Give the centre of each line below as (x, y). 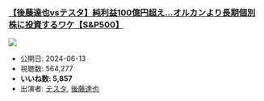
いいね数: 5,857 (46, 79)
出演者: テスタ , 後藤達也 (59, 89)
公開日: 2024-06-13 (53, 59)
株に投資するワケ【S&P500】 (66, 24)
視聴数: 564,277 (47, 69)
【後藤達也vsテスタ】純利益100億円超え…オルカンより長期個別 (132, 12)
